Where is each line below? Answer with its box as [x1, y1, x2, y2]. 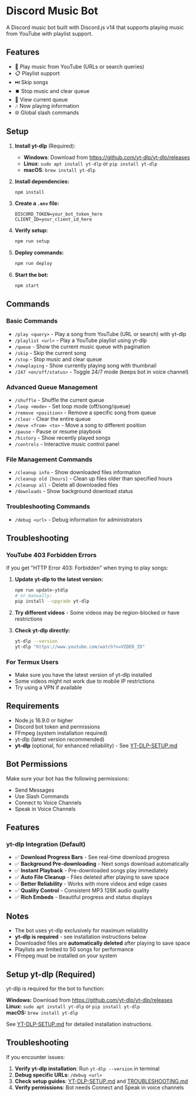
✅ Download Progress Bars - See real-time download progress [14, 853, 170, 861]
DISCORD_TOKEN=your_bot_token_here [14, 212, 103, 218]
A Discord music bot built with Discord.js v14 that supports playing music [6, 24, 185, 31]
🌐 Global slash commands [14, 108, 79, 116]
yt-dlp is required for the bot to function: [6, 985, 105, 992]
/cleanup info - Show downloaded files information [14, 469, 141, 476]
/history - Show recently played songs [14, 434, 111, 442]
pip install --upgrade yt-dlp [14, 599, 90, 605]
